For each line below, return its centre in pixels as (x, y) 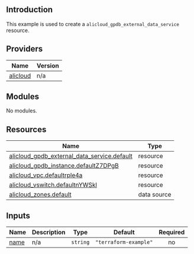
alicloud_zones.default (41, 195)
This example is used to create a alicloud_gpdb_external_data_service (93, 24)
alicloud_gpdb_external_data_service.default (71, 156)
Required (172, 232)
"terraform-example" (124, 242)
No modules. (22, 111)
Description (49, 232)
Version (48, 66)
